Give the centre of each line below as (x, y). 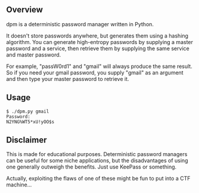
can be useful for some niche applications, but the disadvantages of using (97, 161)
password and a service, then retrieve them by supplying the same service (98, 48)
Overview (25, 10)
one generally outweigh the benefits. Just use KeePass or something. (91, 167)
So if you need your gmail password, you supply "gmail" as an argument (95, 72)
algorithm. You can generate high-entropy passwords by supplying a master (100, 42)
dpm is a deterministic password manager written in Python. (80, 24)
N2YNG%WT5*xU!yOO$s (30, 122)
